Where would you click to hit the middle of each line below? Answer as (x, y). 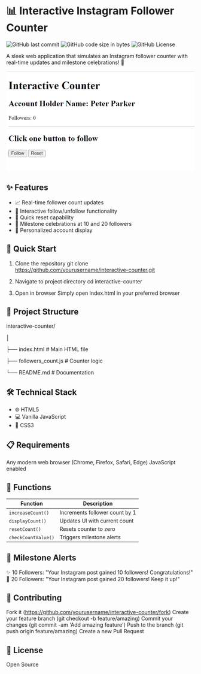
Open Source (22, 664)
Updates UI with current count (97, 521)
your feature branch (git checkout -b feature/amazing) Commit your (90, 619)
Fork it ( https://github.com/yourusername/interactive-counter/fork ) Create (98, 612)
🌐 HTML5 (27, 410)
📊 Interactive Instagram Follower (90, 11)
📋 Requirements (38, 445)
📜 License (25, 650)
